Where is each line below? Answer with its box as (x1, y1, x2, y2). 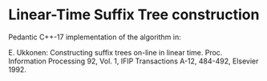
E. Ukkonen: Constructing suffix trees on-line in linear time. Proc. (8, 47, 223, 57)
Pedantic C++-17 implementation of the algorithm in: (8, 32, 182, 42)
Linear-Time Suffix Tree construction (8, 6, 260, 24)
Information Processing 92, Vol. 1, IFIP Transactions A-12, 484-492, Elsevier (8, 56, 259, 66)
